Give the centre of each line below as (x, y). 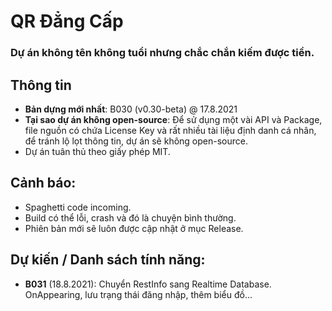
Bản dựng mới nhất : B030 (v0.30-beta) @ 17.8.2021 (131, 109)
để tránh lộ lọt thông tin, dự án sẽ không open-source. (136, 141)
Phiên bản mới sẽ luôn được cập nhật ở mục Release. (134, 228)
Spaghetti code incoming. (78, 207)
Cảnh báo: (43, 183)
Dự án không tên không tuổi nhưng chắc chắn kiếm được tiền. (162, 53)
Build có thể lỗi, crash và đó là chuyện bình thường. (130, 217)
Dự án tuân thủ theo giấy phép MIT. (97, 151)
